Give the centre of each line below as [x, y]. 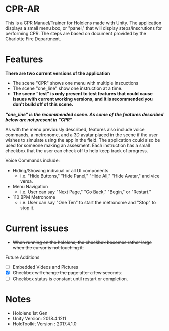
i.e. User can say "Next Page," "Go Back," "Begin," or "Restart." [86, 192]
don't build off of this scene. [43, 104]
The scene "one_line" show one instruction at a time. [67, 88]
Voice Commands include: [33, 160]
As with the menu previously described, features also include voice [75, 129]
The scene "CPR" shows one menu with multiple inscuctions [75, 83]
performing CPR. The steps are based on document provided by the [76, 33]
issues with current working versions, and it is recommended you [82, 99]
